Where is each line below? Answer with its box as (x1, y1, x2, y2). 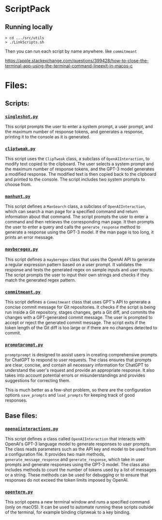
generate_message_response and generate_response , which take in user (5, 456, 145, 462)
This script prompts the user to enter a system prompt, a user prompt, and (5, 123, 153, 129)
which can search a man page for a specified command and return (5, 209, 138, 215)
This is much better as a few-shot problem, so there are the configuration (5, 387, 151, 393)
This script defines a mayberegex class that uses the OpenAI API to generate (5, 256, 156, 262)
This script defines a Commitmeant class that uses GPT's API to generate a (5, 299, 151, 305)
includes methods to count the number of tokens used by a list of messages (5, 467, 157, 473)
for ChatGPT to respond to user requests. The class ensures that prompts (5, 357, 151, 363)
